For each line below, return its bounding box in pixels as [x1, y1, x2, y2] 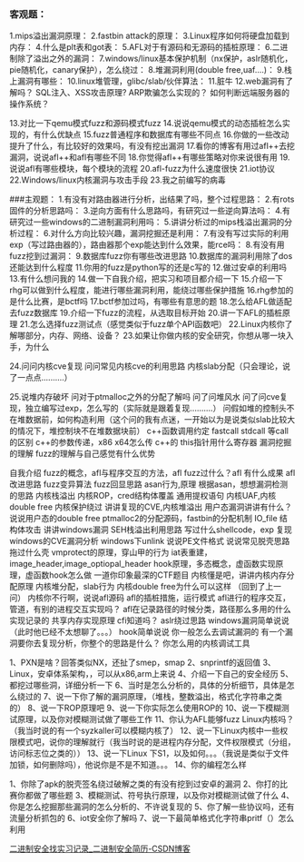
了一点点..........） [9, 372, 73, 383]
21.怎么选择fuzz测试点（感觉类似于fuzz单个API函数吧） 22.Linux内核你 [19, 319, 285, 330]
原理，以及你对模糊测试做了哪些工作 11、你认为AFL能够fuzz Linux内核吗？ [16, 714, 295, 725]
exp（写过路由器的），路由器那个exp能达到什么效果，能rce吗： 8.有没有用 [9, 239, 285, 251]
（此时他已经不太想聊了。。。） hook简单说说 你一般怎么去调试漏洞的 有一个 [9, 627, 286, 638]
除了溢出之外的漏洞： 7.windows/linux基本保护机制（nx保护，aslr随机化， [16, 53, 293, 64]
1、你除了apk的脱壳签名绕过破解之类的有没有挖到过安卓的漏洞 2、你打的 [9, 778, 280, 789]
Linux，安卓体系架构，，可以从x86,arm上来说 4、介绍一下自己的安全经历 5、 [9, 669, 293, 679]
